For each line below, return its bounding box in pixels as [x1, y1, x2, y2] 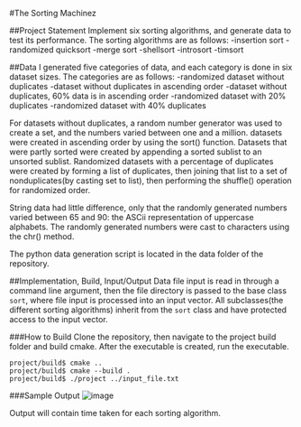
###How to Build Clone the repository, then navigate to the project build [9, 331, 277, 342]
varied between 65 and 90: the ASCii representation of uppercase [9, 212, 254, 222]
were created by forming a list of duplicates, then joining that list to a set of [9, 166, 288, 176]
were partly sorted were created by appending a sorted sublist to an [9, 146, 262, 157]
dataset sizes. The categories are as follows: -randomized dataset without [9, 71, 285, 82]
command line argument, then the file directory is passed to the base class [9, 285, 287, 296]
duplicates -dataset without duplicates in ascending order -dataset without [9, 81, 287, 91]
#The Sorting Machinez [9, 8, 97, 18]
